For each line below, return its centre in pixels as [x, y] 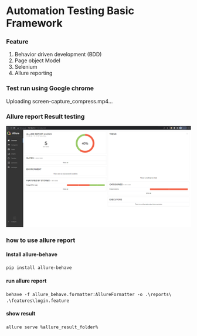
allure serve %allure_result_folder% [52, 327]
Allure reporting [33, 73]
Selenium [26, 67]
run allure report [26, 281]
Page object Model [37, 61]
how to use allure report [41, 240]
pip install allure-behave [39, 268]
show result [21, 314]
